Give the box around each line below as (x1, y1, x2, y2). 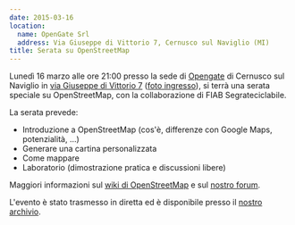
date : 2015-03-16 (9, 12, 74, 22)
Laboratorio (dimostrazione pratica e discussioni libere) (21, 162, 226, 173)
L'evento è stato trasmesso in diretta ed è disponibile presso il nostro (9, 197, 263, 208)
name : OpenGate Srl (17, 29, 90, 38)
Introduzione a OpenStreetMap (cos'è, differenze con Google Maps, (21, 124, 273, 135)
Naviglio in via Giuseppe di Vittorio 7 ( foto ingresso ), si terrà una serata (9, 80, 271, 91)
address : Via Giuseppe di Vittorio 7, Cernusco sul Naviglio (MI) (17, 37, 270, 47)
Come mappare (21, 153, 80, 163)
